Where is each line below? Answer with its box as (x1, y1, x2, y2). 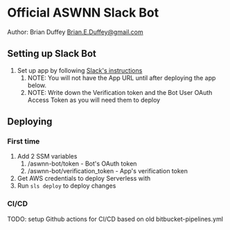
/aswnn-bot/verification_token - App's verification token (27, 167, 188, 175)
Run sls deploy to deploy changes (17, 182, 116, 190)
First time (7, 136, 40, 146)
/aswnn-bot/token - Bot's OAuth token (27, 159, 137, 168)
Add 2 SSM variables (17, 152, 78, 161)
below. (27, 81, 47, 89)
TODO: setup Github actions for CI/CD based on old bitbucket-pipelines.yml (7, 215, 224, 223)
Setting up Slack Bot (7, 48, 97, 60)
